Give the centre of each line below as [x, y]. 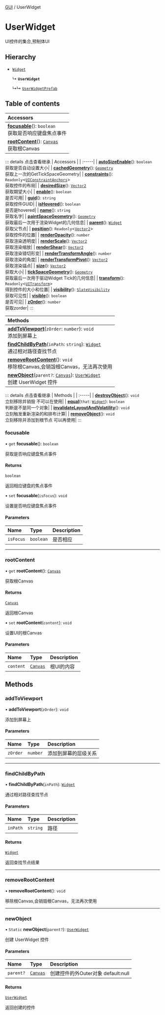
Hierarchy [21, 57]
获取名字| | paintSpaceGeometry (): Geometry [50, 216]
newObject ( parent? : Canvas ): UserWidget [54, 375]
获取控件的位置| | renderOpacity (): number [47, 234]
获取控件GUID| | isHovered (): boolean [43, 204]
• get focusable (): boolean [32, 443]
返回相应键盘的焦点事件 [29, 486]
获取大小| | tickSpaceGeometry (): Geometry [49, 272]
